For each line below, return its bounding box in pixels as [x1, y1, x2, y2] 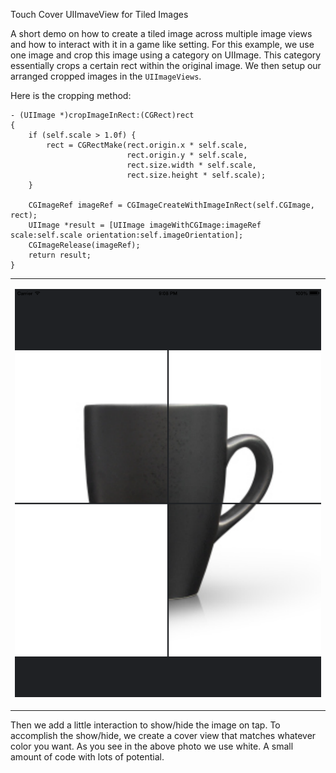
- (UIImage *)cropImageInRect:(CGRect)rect [10, 110, 195, 120]
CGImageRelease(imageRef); [28, 240, 141, 250]
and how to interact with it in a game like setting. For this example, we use [10, 39, 315, 50]
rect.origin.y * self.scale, [126, 150, 248, 160]
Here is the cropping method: [10, 90, 132, 101]
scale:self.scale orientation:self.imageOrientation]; [10, 230, 244, 240]
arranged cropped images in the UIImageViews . [10, 70, 202, 82]
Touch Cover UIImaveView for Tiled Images [10, 9, 189, 20]
